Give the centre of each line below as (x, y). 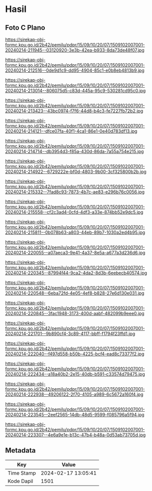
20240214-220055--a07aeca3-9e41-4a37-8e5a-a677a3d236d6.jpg (75, 252)
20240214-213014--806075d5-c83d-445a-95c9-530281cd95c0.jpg (76, 90)
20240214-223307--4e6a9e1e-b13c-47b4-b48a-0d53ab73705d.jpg (76, 435)
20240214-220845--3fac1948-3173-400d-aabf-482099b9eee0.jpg (75, 313)
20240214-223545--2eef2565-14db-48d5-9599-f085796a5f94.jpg (75, 414)
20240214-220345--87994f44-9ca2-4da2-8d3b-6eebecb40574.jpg (76, 273)
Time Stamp (22, 473)
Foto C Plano (25, 28)
